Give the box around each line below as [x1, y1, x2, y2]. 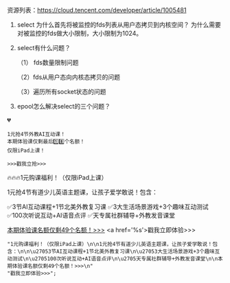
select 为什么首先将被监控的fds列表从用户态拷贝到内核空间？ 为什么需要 [16, 21, 222, 29]
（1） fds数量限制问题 [16, 58, 79, 67]
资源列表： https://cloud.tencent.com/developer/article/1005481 [7, 6, 187, 14]
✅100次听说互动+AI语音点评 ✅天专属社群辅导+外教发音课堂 [7, 212, 175, 219]
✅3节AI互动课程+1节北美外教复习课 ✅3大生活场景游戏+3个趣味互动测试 [7, 203, 209, 211]
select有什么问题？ [16, 44, 71, 52]
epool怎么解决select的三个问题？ [16, 102, 111, 110]
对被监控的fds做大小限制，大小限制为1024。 [16, 30, 143, 37]
